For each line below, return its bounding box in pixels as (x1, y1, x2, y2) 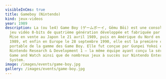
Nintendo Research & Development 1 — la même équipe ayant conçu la (9, 48, 154, 53)
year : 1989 (5, 21, 28, 26)
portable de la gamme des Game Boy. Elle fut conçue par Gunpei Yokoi (9, 44, 158, 49)
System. (9, 57, 26, 62)
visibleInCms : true (5, 7, 45, 12)
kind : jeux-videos (5, 16, 43, 21)
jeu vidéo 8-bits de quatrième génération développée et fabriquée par (9, 30, 161, 35)
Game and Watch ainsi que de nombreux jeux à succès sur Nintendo (9, 53, 149, 58)
